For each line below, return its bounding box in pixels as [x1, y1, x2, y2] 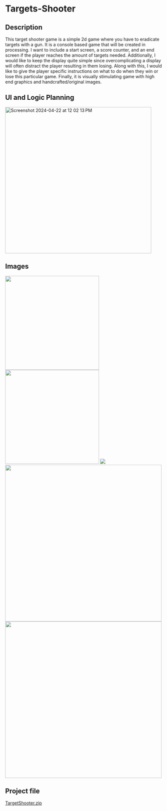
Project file [5, 787, 40, 795]
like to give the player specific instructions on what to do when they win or [5, 68, 158, 74]
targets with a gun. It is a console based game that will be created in [5, 42, 146, 48]
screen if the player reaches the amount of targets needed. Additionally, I [5, 52, 156, 58]
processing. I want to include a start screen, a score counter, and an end [5, 47, 154, 53]
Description [5, 23, 42, 32]
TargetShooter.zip [5, 800, 42, 806]
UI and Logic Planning [5, 93, 74, 102]
